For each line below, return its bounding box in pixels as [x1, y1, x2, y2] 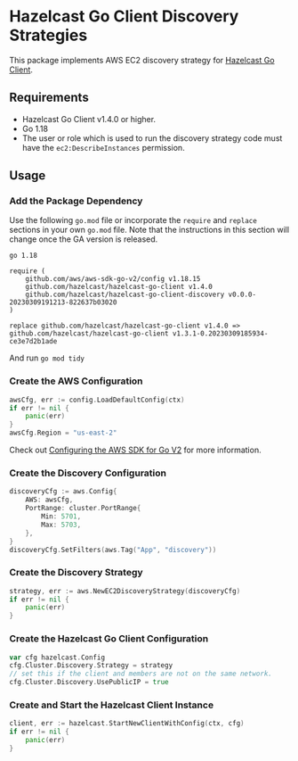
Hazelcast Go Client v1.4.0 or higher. [21, 113, 157, 124]
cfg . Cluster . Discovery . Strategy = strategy [9, 661, 173, 670]
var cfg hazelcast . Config [9, 653, 105, 662]
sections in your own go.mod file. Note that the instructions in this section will [9, 225, 290, 236]
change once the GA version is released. [9, 234, 158, 244]
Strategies [9, 25, 88, 45]
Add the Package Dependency [9, 194, 143, 207]
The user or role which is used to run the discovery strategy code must [21, 132, 283, 144]
